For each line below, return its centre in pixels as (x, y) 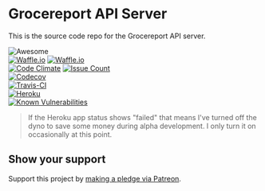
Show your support (57, 160)
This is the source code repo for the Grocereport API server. (107, 36)
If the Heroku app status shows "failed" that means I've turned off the (142, 117)
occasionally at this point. (70, 134)
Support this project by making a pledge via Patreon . (95, 178)
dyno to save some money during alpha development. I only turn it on (142, 126)
